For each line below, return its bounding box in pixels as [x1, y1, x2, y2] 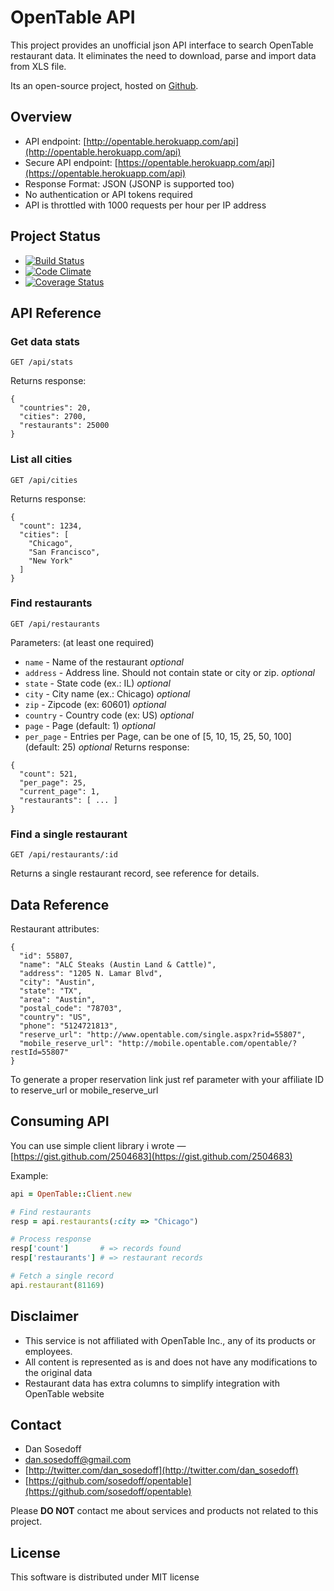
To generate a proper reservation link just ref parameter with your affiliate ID [10, 1073, 325, 1085]
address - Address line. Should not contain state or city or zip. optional [24, 666, 315, 678]
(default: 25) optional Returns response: [24, 741, 190, 753]
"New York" [28, 556, 74, 566]
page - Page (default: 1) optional [24, 719, 156, 731]
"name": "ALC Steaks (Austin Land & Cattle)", [19, 959, 217, 970]
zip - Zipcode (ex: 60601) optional [24, 698, 167, 710]
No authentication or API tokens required [24, 188, 193, 200]
